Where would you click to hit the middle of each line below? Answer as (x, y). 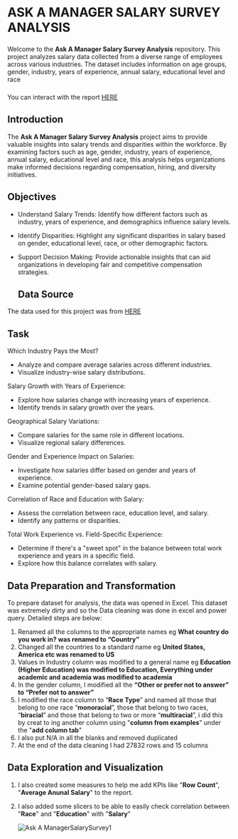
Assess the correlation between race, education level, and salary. (113, 513)
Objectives (32, 197)
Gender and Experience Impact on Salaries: (71, 457)
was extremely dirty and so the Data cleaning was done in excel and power (117, 610)
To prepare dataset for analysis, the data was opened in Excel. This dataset (118, 603)
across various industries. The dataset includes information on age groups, (117, 64)
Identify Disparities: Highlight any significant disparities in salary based (121, 235)
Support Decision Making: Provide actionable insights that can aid (114, 256)
